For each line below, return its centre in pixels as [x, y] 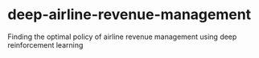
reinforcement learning [45, 44]
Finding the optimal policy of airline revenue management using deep [122, 37]
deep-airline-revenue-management [129, 15]
